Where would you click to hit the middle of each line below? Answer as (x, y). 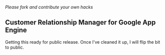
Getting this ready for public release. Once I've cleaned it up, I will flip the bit (83, 42)
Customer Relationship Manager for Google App (81, 22)
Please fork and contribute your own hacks (49, 7)
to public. (15, 47)
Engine (16, 30)
